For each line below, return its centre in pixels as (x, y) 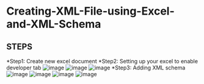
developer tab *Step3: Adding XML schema (96, 68)
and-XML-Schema (54, 24)
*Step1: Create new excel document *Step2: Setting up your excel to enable (102, 61)
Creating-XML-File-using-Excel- (91, 11)
